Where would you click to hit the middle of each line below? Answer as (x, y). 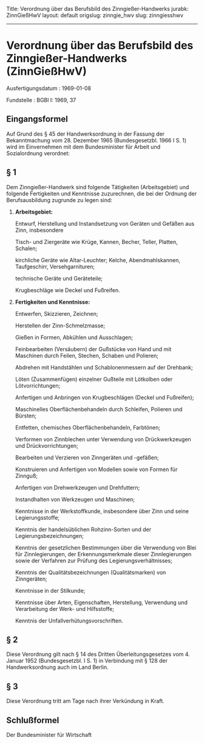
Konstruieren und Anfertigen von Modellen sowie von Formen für (96, 469)
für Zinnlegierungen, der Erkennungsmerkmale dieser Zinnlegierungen (103, 554)
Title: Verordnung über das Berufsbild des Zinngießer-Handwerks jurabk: (97, 9)
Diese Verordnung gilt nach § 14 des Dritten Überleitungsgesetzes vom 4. (98, 654)
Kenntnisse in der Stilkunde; (50, 590)
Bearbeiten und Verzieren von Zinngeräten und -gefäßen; (87, 457)
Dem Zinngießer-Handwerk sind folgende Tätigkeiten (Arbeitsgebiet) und (98, 187)
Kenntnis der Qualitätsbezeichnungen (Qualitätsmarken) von (90, 572)
